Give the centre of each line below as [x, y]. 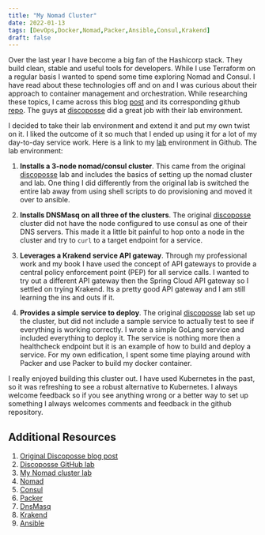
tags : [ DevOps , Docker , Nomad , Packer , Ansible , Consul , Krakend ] [110, 30]
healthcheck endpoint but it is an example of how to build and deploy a [135, 347]
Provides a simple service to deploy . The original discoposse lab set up [137, 313]
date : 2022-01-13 [37, 23]
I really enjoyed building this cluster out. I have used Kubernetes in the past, [132, 379]
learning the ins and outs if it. [67, 298]
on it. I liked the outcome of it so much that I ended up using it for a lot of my [132, 134]
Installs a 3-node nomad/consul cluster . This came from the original [132, 166]
